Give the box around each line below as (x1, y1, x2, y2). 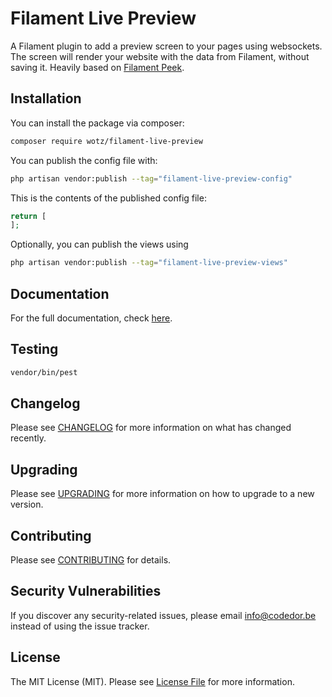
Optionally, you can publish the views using (10, 238, 189, 251)
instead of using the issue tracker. (10, 620, 150, 632)
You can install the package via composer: (10, 117, 185, 129)
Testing (10, 341, 59, 358)
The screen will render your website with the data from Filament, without (10, 50, 310, 62)
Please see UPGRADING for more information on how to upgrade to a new (10, 488, 315, 500)
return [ (10, 211, 47, 221)
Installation (10, 90, 82, 107)
